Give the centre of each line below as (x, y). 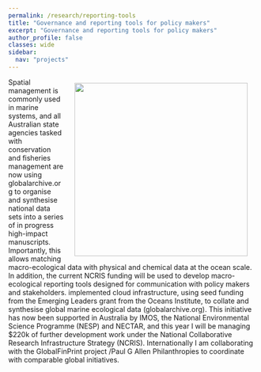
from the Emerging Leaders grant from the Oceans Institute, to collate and (129, 301)
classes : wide (32, 45)
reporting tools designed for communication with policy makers (147, 284)
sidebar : (23, 52)
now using (25, 174)
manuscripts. (30, 241)
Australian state (34, 124)
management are (36, 166)
